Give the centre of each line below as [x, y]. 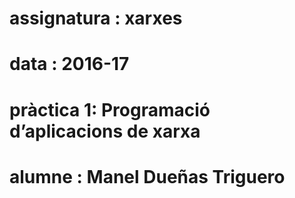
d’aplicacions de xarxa [105, 131]
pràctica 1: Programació [110, 109]
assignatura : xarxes [96, 18]
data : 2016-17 [69, 64]
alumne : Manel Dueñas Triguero [147, 176]
